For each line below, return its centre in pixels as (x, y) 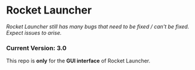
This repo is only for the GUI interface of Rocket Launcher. (78, 61)
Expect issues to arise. (34, 32)
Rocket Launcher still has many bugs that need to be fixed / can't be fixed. (98, 26)
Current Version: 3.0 (37, 48)
